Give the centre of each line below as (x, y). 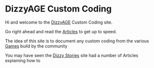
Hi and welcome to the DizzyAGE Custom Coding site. (59, 22)
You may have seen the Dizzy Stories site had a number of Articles (72, 55)
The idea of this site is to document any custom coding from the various (77, 41)
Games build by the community (36, 46)
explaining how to (23, 60)
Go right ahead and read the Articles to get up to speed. (61, 31)
